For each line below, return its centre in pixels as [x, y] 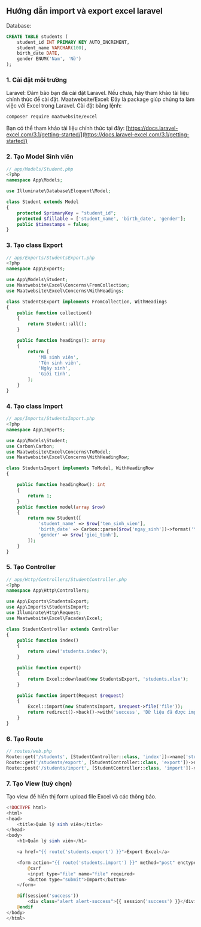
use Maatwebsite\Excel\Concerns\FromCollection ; [68, 285]
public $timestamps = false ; [53, 224]
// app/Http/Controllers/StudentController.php [67, 579]
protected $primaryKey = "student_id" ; [67, 213]
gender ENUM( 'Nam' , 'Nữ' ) [49, 59]
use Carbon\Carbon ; [31, 446]
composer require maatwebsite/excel [52, 117]
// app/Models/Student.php [40, 169]
